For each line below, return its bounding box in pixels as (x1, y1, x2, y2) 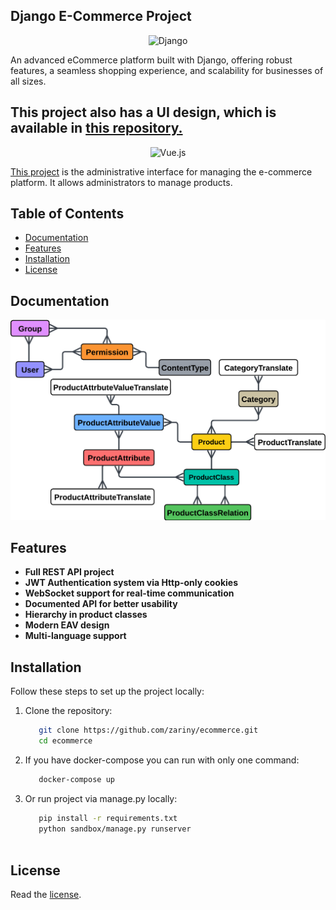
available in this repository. (10, 120, 183, 137)
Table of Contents (10, 205, 125, 223)
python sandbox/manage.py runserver (38, 824, 192, 834)
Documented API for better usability (24, 598, 178, 610)
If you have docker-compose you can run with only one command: (24, 754, 300, 766)
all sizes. (10, 75, 47, 87)
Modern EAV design (24, 619, 110, 631)
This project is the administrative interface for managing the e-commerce (10, 165, 313, 178)
